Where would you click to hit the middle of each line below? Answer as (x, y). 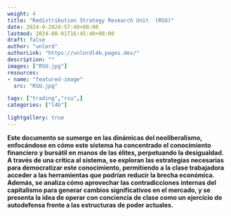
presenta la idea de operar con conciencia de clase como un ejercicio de (115, 197)
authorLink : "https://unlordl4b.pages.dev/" (73, 53)
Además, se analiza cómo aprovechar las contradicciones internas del (112, 182)
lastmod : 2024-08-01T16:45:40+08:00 (61, 33)
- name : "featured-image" (45, 79)
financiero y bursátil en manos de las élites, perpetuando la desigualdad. (115, 153)
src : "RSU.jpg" (36, 86)
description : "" (31, 60)
